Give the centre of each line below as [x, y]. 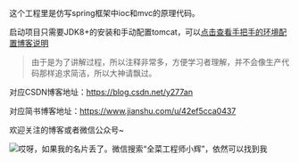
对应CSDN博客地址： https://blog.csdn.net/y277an [101, 92]
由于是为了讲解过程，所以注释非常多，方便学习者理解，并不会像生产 [156, 62]
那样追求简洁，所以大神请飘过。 [98, 73]
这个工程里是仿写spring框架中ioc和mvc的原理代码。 [105, 13]
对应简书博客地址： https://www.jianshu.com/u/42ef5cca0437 [123, 111]
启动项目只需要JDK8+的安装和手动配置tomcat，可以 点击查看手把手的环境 [144, 32]
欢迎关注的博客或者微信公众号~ [67, 130]
